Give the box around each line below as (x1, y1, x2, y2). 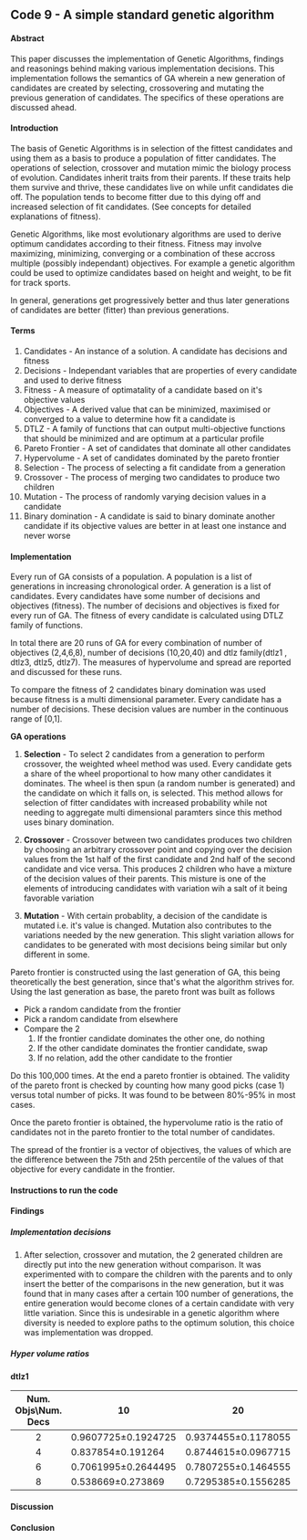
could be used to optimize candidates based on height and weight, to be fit (10, 267, 292, 278)
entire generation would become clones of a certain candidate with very (23, 1298, 295, 1309)
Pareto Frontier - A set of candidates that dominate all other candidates (23, 443, 292, 453)
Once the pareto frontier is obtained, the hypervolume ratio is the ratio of (10, 1117, 283, 1128)
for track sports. (10, 277, 71, 288)
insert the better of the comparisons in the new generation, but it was (23, 1279, 285, 1290)
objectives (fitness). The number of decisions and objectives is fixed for (10, 600, 281, 611)
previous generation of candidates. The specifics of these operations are (10, 91, 284, 103)
